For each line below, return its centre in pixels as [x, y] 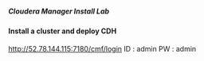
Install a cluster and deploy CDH [63, 31]
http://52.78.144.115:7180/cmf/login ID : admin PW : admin [102, 48]
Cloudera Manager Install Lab [59, 11]
